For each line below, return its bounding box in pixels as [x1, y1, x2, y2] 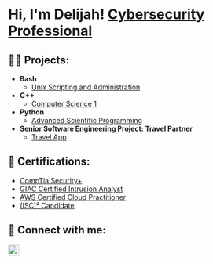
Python [19, 107, 45, 117]
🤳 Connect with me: [8, 223, 106, 237]
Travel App [31, 132, 67, 142]
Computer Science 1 [31, 99, 97, 108]
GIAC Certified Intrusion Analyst [19, 184, 123, 193]
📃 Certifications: [8, 155, 90, 168]
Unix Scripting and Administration [31, 82, 141, 92]
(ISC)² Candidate [19, 201, 75, 210]
